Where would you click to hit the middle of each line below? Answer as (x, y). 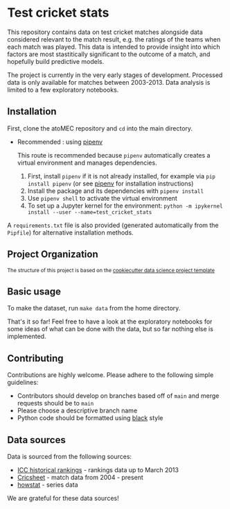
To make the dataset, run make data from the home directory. (94, 308)
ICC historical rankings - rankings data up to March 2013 (98, 470)
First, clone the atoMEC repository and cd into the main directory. (100, 128)
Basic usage (34, 291)
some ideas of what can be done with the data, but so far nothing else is (110, 329)
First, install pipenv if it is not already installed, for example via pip (122, 176)
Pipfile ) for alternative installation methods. (70, 232)
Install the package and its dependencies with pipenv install (116, 191)
